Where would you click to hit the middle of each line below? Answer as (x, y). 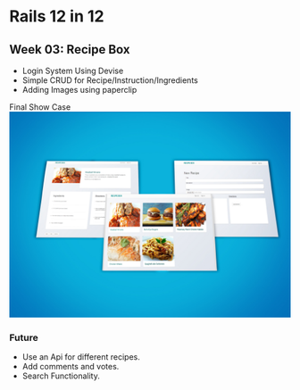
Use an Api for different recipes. (81, 357)
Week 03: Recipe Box (70, 50)
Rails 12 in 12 (57, 17)
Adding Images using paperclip (79, 90)
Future (24, 338)
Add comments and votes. (71, 367)
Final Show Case (40, 107)
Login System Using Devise (73, 71)
